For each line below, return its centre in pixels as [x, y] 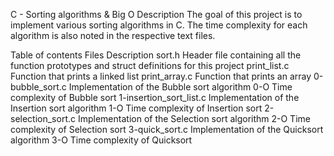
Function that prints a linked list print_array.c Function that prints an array [161, 76]
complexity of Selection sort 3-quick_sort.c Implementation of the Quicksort [167, 129]
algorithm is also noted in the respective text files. [113, 35]
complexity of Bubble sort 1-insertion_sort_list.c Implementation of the [155, 97]
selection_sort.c [43, 118]
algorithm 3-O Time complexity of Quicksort [101, 140]
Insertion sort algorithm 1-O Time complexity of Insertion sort [136, 108]
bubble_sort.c [38, 87]
